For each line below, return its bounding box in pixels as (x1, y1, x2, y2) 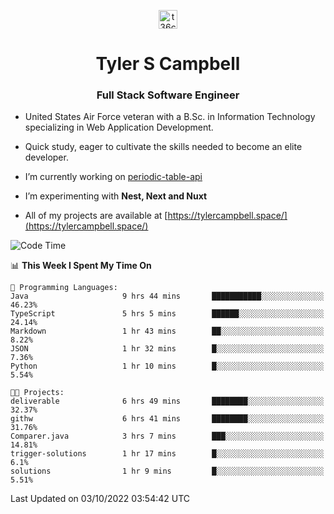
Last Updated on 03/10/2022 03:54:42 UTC (10, 493, 190, 505)
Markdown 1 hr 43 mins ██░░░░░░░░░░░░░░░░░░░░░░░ (10, 326, 325, 337)
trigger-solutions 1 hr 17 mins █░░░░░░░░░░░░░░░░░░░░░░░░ (10, 449, 325, 459)
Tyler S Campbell (95, 53, 241, 75)
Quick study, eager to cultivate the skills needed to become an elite (24, 141, 303, 153)
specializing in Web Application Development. (24, 121, 214, 134)
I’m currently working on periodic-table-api (24, 171, 203, 183)
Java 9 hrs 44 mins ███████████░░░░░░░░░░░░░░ (10, 291, 325, 302)
